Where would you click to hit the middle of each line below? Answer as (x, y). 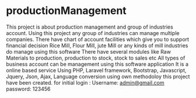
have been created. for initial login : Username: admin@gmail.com (85, 82)
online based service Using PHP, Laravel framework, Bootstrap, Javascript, (96, 70)
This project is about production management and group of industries (90, 27)
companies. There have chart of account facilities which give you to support (98, 39)
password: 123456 (28, 89)
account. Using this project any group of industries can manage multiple (93, 33)
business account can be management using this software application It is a (97, 64)
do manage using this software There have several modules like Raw (88, 51)
